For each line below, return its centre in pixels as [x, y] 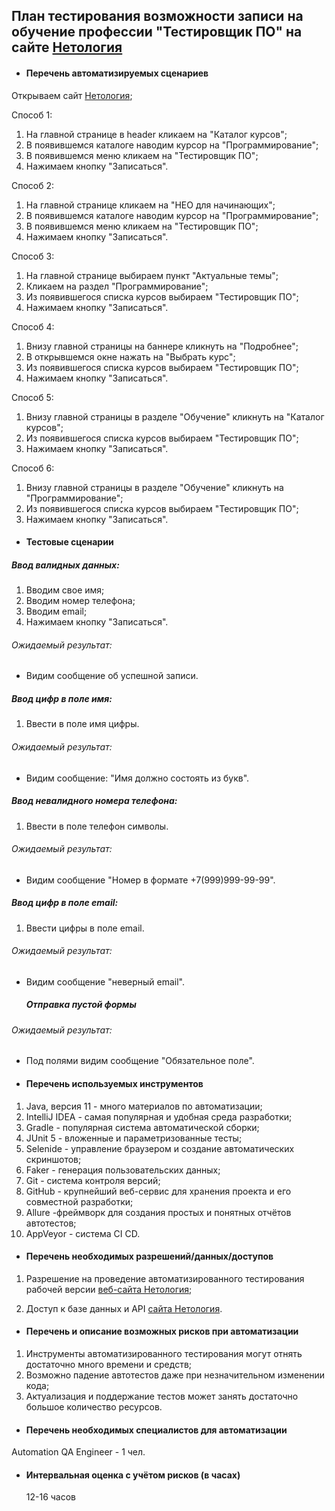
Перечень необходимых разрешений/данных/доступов [149, 1256]
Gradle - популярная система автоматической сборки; [142, 1127]
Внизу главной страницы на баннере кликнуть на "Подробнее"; [162, 346]
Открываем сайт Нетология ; [72, 95]
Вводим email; [56, 611]
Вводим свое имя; [65, 590]
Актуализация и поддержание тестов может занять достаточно [162, 1396]
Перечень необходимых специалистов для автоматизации [156, 1430]
